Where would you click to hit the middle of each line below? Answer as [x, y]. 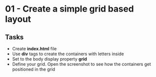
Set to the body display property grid [49, 59]
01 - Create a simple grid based [69, 9]
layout [18, 19]
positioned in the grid [33, 69]
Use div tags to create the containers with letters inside [68, 54]
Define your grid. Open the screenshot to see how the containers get [81, 64]
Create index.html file [34, 49]
